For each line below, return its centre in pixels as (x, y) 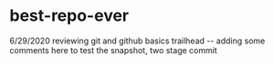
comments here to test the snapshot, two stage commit (113, 50)
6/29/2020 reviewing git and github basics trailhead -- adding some (137, 41)
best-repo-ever (69, 16)
